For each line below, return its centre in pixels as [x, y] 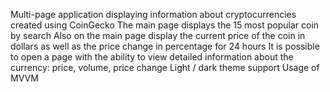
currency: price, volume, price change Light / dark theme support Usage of [165, 67]
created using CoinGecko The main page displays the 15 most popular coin [165, 25]
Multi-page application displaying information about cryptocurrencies [153, 14]
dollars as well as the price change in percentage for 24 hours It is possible [165, 46]
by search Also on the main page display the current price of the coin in [158, 35]
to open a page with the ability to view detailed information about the [152, 57]
